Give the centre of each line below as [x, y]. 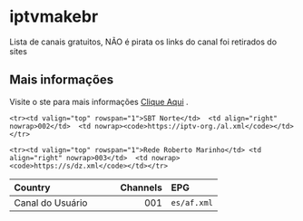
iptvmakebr [54, 17]
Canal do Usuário [51, 203]
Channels [142, 187]
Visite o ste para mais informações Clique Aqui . [99, 101]
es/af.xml [192, 202]
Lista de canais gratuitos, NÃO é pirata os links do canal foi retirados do [143, 42]
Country [32, 187]
